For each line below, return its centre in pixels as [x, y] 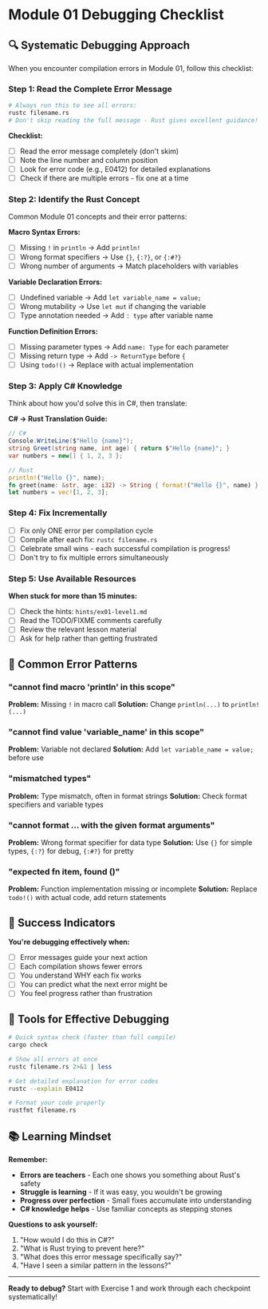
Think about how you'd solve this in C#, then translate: [98, 403]
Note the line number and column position [89, 160]
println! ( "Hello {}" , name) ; [57, 478]
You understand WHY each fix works [81, 975]
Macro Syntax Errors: [45, 232]
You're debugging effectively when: [69, 942]
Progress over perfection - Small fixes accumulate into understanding [136, 1200]
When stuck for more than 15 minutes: [73, 596]
